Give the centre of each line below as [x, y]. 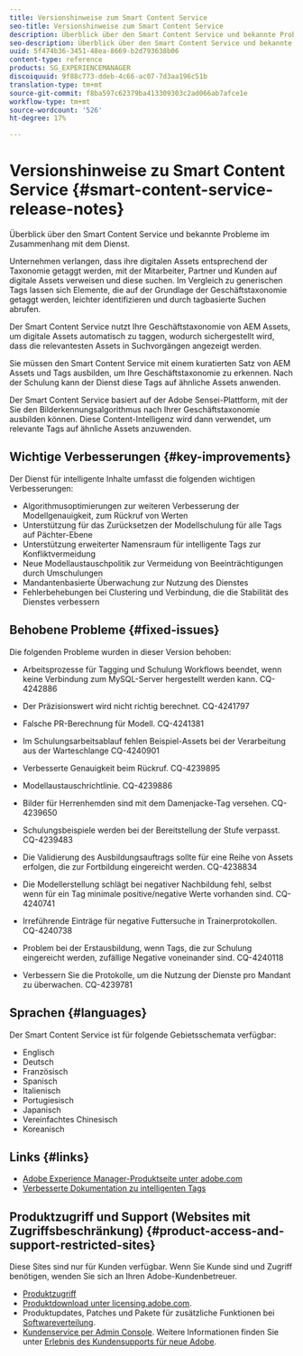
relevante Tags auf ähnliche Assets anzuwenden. [101, 429]
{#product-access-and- [215, 1231]
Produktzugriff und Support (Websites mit [130, 1217]
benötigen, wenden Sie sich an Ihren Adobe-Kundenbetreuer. [123, 1277]
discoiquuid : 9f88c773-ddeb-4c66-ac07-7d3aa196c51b [108, 77]
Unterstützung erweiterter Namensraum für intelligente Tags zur [142, 544]
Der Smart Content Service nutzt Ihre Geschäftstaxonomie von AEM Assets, [150, 327]
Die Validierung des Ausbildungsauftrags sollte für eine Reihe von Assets [158, 857]
